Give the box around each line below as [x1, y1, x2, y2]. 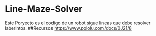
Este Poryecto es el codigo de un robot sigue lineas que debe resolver [5, 20, 151, 26]
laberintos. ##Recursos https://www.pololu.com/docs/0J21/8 [5, 25, 132, 31]
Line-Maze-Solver [5, 3, 83, 15]
